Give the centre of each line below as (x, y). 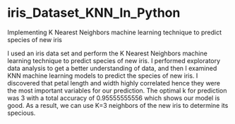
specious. (22, 113)
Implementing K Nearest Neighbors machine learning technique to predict (115, 32)
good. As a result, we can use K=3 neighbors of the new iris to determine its (118, 105)
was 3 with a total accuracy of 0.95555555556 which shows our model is (114, 98)
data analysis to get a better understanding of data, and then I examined (112, 68)
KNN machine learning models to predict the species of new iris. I (103, 76)
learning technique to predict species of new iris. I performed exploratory (114, 60)
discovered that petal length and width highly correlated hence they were (114, 83)
